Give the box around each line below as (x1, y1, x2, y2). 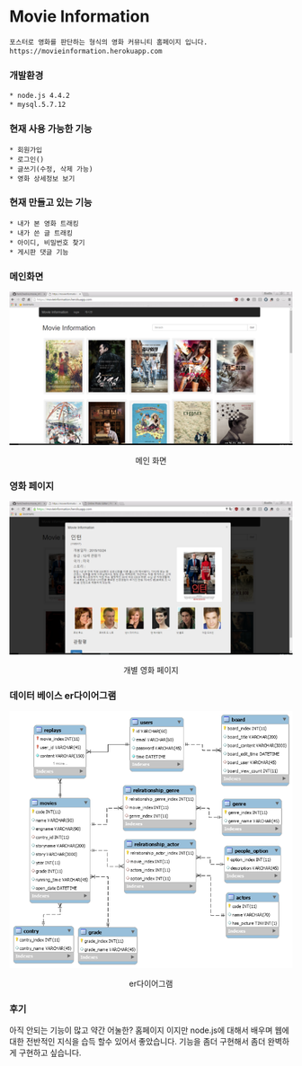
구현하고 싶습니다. (18, 1047, 82, 1058)
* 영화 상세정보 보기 (9, 173, 75, 183)
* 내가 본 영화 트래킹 (9, 218, 79, 228)
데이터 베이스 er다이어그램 (9, 689, 117, 702)
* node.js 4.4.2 (9, 92, 70, 101)
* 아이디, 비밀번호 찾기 (9, 238, 85, 247)
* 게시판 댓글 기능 (9, 247, 69, 257)
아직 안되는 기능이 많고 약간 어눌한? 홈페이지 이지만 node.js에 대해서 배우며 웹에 (9, 1025, 289, 1035)
